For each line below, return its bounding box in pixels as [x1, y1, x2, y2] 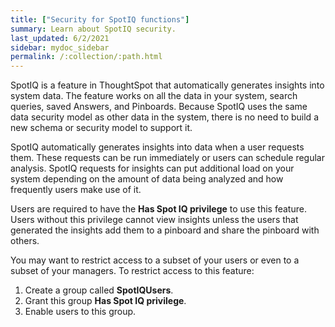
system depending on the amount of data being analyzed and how [10, 173, 284, 185]
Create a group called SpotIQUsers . [24, 284, 174, 296]
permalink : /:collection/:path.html [10, 52, 163, 62]
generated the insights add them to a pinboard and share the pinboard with [10, 224, 320, 236]
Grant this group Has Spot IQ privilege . [24, 295, 187, 307]
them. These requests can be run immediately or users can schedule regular [10, 152, 325, 164]
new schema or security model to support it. [10, 122, 193, 134]
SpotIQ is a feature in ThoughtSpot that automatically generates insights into [10, 79, 325, 91]
